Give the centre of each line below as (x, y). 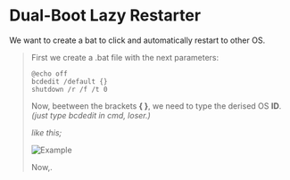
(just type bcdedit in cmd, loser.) (91, 115)
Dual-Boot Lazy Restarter (105, 16)
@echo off (50, 74)
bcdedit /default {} (69, 81)
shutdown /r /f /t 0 (69, 89)
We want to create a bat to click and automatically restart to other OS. (137, 40)
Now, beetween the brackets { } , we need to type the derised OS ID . (156, 106)
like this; (46, 132)
